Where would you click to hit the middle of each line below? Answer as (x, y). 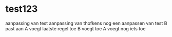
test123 (22, 9)
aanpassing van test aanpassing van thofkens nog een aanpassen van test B (86, 23)
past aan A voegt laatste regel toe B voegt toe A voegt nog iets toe (75, 28)
